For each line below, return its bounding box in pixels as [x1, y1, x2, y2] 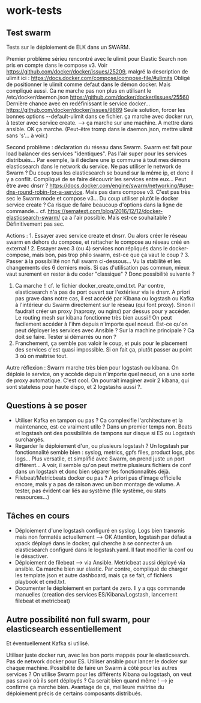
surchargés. [14, 436, 45, 443]
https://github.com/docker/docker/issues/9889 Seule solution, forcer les [6, 107, 185, 113]
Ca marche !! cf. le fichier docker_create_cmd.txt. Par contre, [14, 282, 166, 289]
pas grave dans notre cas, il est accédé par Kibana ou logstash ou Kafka [14, 295, 194, 302]
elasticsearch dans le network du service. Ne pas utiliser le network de [6, 163, 182, 170]
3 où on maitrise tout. [14, 353, 68, 359]
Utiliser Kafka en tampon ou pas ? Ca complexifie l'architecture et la [14, 417, 183, 424]
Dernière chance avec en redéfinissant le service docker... [6, 100, 151, 107]
